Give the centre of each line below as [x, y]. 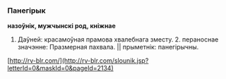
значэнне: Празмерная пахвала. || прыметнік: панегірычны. [108, 47]
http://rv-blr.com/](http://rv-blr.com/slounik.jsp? [79, 61]
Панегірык [26, 11]
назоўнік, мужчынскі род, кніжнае [62, 26]
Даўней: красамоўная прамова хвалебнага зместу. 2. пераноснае [118, 39]
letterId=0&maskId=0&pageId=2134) [61, 68]
